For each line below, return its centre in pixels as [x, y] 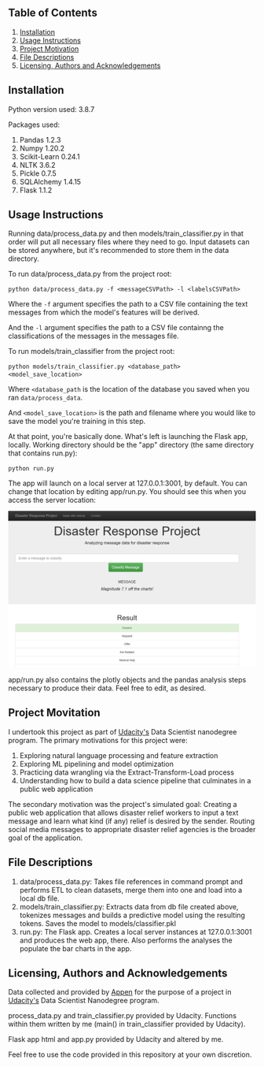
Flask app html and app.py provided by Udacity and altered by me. [116, 1039]
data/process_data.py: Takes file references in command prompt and [131, 881]
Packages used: [34, 125]
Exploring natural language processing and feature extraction [119, 755]
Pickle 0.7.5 [38, 173]
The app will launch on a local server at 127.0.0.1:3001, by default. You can [128, 483]
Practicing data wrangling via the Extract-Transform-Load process [126, 772]
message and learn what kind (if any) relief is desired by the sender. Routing [132, 821]
